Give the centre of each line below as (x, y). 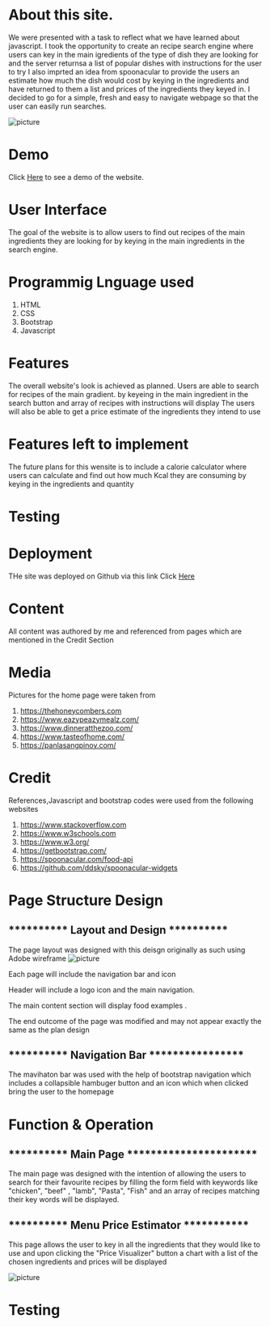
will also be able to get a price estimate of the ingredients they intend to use (135, 412)
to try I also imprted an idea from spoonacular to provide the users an (124, 71)
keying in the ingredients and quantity (71, 484)
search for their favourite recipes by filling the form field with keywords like (133, 1182)
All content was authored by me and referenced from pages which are (125, 631)
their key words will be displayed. (64, 1200)
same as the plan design (49, 1030)
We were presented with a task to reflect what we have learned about (124, 37)
